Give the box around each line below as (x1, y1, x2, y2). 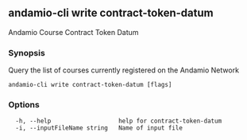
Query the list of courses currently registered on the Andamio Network (8, 65, 240, 75)
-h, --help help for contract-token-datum (15, 117, 222, 126)
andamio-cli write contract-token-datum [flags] (8, 81, 172, 89)
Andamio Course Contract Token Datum (8, 27, 139, 37)
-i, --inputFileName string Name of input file (15, 124, 183, 132)
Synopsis (8, 47, 45, 58)
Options (8, 99, 40, 111)
